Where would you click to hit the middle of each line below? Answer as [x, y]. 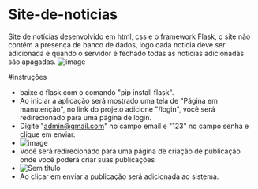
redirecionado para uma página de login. [86, 117]
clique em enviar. [47, 134]
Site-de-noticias [63, 15]
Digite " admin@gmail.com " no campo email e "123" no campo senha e [134, 126]
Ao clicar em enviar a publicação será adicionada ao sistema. [119, 176]
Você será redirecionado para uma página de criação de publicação [130, 151]
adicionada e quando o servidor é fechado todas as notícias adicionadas [126, 53]
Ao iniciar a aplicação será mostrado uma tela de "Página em [119, 100]
